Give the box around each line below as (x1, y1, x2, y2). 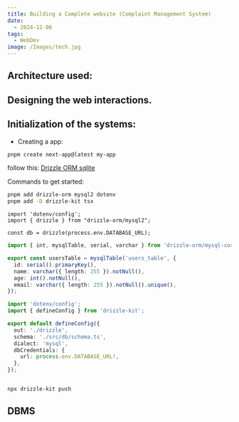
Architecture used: (7, 70, 93, 82)
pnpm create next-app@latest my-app (7, 151, 116, 158)
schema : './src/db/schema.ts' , (14, 333, 107, 340)
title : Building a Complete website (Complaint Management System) (7, 10, 212, 18)
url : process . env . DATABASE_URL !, (20, 353, 119, 360)
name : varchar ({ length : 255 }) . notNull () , (14, 268, 144, 275)
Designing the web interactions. (7, 94, 152, 106)
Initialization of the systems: (7, 118, 137, 130)
